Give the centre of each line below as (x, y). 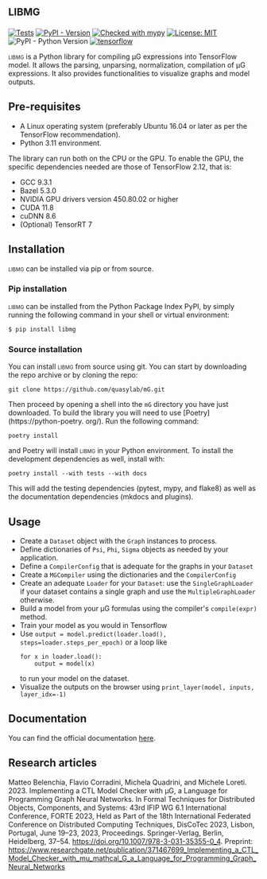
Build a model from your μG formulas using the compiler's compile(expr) (138, 608)
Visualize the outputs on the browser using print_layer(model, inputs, (137, 687)
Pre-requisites (44, 107)
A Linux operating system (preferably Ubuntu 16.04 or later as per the (133, 126)
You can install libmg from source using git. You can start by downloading (128, 366)
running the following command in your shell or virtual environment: (119, 315)
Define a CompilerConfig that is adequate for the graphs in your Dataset (137, 566)
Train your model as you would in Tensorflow (93, 625)
